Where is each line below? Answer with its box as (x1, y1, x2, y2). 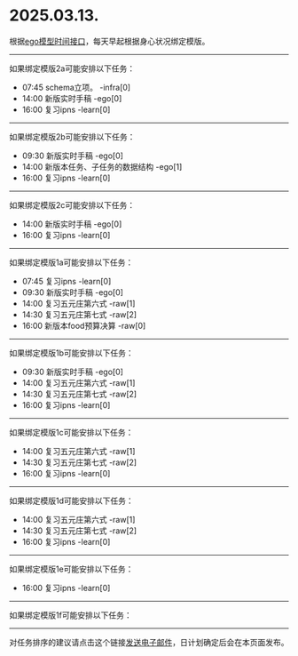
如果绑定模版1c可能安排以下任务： (9, 427, 134, 437)
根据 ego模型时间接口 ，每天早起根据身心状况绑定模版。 (9, 36, 210, 46)
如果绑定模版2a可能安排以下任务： (9, 63, 136, 74)
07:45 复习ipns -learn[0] (21, 276, 112, 286)
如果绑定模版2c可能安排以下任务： (9, 199, 136, 210)
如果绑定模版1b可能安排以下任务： (9, 348, 135, 358)
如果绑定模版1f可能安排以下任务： (9, 610, 132, 620)
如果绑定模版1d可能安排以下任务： (9, 495, 135, 506)
